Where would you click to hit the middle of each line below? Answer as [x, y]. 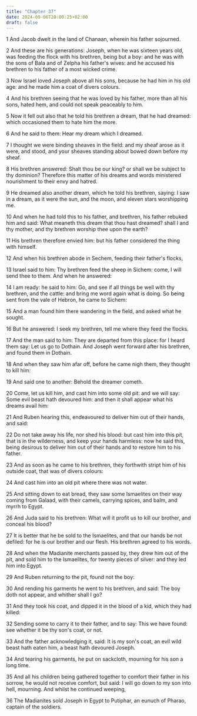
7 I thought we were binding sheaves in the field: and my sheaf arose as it [95, 145]
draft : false [22, 22]
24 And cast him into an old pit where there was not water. [77, 482]
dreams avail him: [27, 406]
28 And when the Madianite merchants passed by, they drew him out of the [97, 553]
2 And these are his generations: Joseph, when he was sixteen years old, [95, 51]
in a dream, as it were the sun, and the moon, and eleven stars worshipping [97, 199]
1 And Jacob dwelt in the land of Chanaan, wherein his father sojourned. [94, 39]
